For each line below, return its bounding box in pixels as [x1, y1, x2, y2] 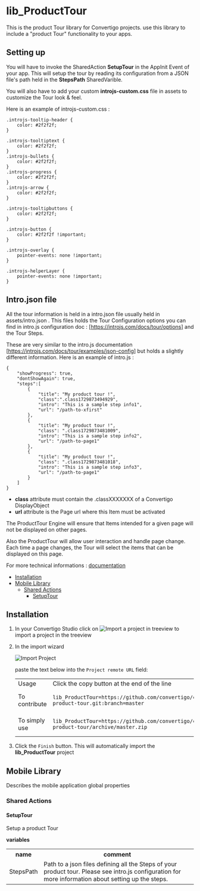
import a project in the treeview [14, 631, 92, 638]
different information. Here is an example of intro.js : [6, 353, 134, 361]
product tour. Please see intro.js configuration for [43, 868, 182, 876]
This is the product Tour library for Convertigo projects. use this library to [6, 24, 186, 31]
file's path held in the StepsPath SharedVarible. [6, 76, 123, 83]
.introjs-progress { [6, 169, 58, 175]
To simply [17, 716, 45, 725]
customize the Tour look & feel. [6, 94, 82, 101]
